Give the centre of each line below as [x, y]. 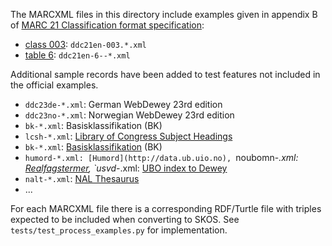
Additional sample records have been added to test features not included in [165, 74]
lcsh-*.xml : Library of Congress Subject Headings [128, 136]
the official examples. [54, 85]
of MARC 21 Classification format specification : [107, 25]
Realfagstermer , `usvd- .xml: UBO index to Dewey [126, 168]
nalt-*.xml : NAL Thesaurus [82, 178]
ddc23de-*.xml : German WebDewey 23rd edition [123, 104]
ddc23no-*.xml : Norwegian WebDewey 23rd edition [129, 115]
